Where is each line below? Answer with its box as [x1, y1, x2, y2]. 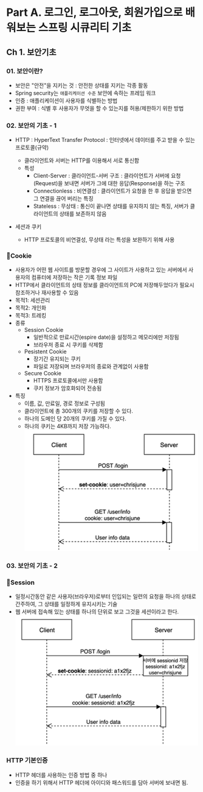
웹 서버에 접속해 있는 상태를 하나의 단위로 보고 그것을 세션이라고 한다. [15, 608, 179, 615]
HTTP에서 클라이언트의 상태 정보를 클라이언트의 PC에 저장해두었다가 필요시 [15, 281, 194, 289]
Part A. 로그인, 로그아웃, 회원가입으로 [6, 5, 184, 19]
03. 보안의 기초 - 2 [6, 562, 58, 570]
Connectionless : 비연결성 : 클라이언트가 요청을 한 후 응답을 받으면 [33, 187, 192, 195]
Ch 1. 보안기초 [6, 47, 57, 57]
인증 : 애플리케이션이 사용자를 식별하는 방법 [15, 97, 118, 104]
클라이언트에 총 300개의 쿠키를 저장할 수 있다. [24, 408, 134, 415]
